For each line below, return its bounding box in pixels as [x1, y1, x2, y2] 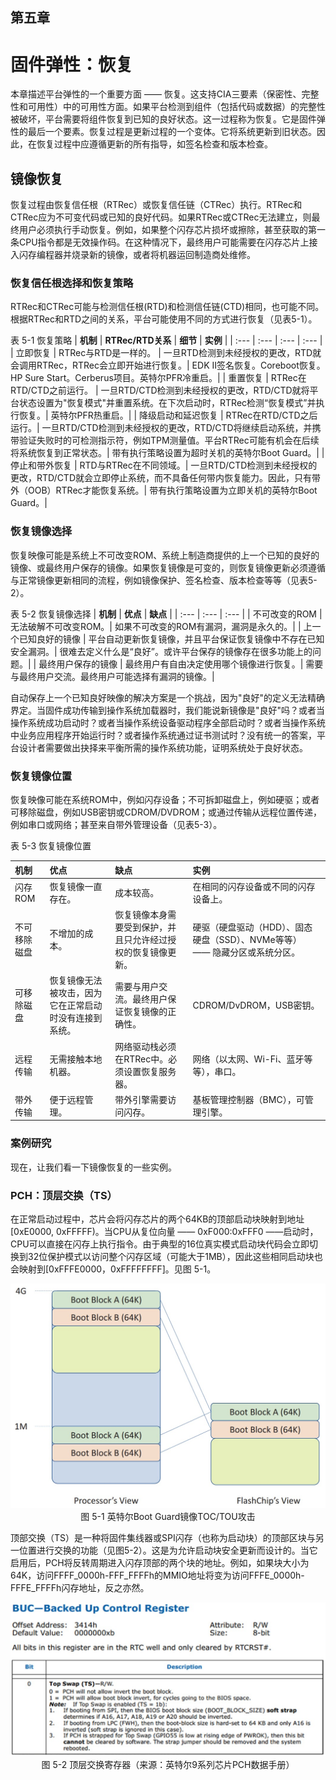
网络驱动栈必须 [114, 1040, 177, 1052]
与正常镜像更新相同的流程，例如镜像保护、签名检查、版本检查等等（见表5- [10, 574, 318, 586]
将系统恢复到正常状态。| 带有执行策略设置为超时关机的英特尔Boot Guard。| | [10, 447, 325, 459]
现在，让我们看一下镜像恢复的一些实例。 [10, 1161, 177, 1173]
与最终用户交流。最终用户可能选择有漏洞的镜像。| [10, 670, 215, 682]
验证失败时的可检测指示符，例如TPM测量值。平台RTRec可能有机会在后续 [18, 434, 320, 447]
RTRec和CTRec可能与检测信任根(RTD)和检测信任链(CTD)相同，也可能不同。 [10, 301, 325, 313]
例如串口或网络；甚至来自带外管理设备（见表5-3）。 [10, 819, 223, 831]
